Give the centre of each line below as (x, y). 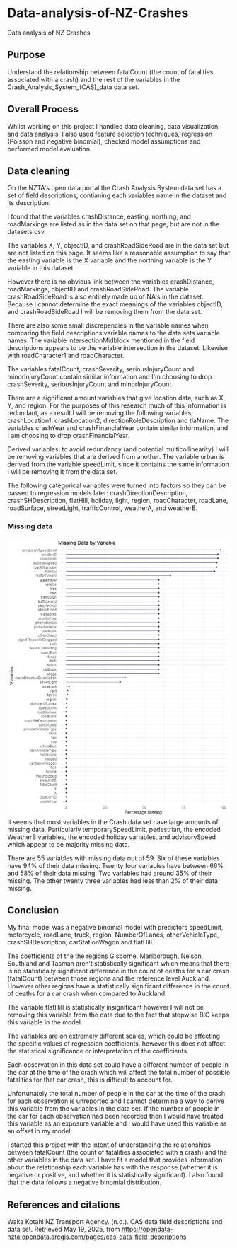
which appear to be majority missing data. (69, 844)
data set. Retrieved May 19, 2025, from (64, 1230)
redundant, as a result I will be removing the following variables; (100, 413)
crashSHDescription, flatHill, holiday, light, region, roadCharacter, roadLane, (118, 501)
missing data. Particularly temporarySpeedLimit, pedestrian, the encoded (114, 829)
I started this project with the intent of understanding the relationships (109, 1145)
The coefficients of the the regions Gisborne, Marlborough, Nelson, (105, 956)
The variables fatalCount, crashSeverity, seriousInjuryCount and (101, 369)
